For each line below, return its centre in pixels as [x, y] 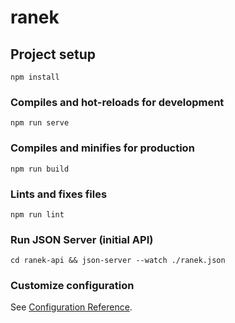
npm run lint [37, 214]
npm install [35, 77]
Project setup [53, 54]
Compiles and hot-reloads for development [117, 102]
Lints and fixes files [59, 194]
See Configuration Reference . [71, 307]
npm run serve [40, 123]
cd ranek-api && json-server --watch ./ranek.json [118, 261]
